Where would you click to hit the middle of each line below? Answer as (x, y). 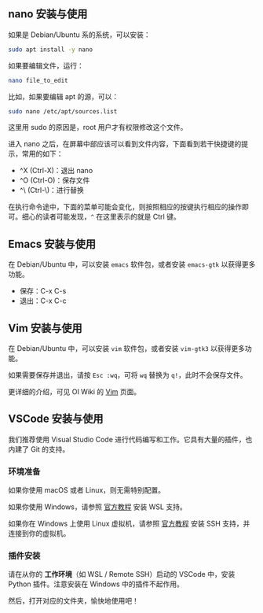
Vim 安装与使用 (45, 328)
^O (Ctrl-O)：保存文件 (55, 180)
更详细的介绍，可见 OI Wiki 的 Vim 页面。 (75, 392)
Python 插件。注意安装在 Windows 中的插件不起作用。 (96, 584)
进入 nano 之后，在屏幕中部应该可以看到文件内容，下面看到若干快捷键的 (125, 144)
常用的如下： (42, 154)
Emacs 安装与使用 (52, 244)
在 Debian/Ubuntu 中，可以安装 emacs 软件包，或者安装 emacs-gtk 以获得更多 (132, 264)
